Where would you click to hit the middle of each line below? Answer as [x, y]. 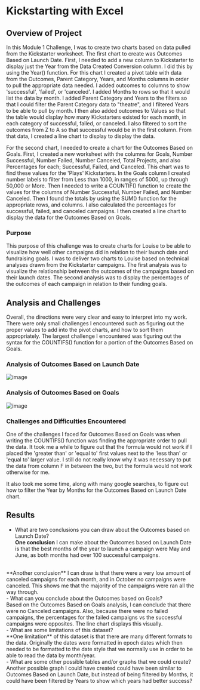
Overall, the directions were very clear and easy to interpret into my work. [97, 317]
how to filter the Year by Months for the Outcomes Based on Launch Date [96, 490]
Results [21, 515]
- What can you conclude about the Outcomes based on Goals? [84, 598]
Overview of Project [44, 33]
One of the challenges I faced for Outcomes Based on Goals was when [93, 434]
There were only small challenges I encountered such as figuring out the [95, 324]
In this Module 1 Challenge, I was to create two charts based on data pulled [99, 47]
